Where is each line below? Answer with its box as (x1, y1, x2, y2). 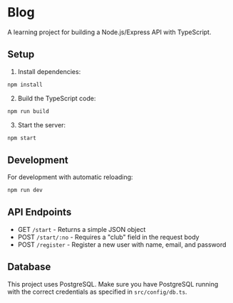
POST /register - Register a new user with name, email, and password (17, 240, 227, 249)
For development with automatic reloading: (7, 173, 133, 181)
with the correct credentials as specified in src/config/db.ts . (7, 287, 187, 296)
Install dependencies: (17, 67, 81, 75)
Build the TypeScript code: (17, 94, 96, 102)
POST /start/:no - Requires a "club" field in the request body (17, 233, 200, 241)
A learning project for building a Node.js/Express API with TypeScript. (7, 28, 212, 36)
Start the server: (17, 120, 66, 129)
